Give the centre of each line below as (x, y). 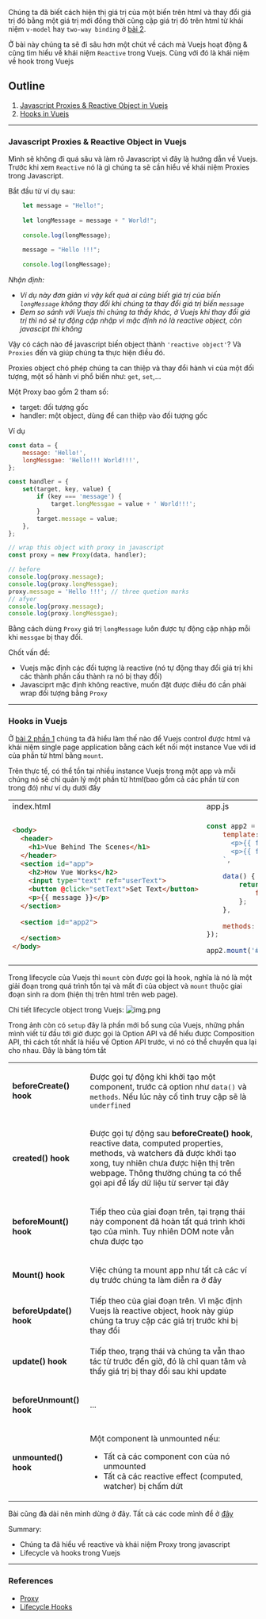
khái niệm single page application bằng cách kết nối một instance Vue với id (132, 747)
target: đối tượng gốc (54, 407)
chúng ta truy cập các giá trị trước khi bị (164, 1321)
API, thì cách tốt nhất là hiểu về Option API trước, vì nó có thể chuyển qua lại (133, 1042)
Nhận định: (27, 279)
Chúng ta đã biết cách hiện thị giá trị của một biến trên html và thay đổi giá (130, 12)
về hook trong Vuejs (41, 61)
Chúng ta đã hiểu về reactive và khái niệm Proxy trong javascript (125, 1544)
